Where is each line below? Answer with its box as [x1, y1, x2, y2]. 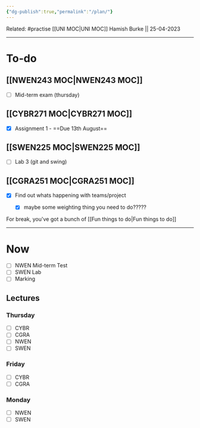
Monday [6, 395, 31, 404]
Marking [14, 275, 36, 282]
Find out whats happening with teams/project [14, 192, 126, 199]
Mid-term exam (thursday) [14, 91, 80, 98]
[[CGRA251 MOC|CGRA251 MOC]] [6, 175, 135, 186]
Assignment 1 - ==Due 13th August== [14, 125, 108, 132]
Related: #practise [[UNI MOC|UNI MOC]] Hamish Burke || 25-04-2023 [6, 25, 180, 32]
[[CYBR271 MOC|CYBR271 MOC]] [6, 109, 133, 119]
